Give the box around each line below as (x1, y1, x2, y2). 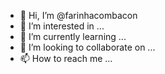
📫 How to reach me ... (19, 53, 113, 64)
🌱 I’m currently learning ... (19, 31, 127, 42)
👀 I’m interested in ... (19, 20, 105, 32)
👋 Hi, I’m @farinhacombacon (19, 10, 138, 21)
